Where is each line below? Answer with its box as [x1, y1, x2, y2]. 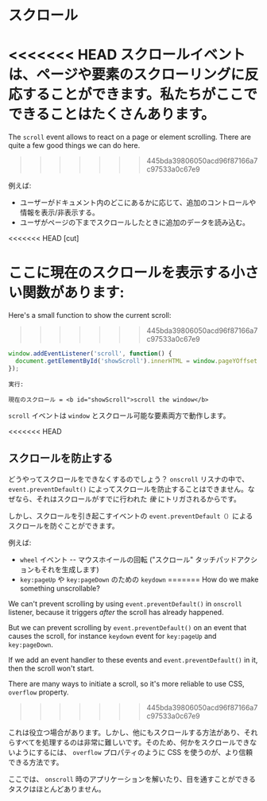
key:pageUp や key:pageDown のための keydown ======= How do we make [19, 575, 259, 584]
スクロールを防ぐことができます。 [8, 520, 119, 530]
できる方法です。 [8, 757, 64, 767]
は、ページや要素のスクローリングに [8, 66, 245, 83]
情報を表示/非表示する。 [19, 207, 99, 218]
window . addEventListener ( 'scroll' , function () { [8, 350, 172, 358]
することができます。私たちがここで [22, 86, 258, 103]
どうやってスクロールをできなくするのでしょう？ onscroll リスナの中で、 [8, 474, 249, 484]
